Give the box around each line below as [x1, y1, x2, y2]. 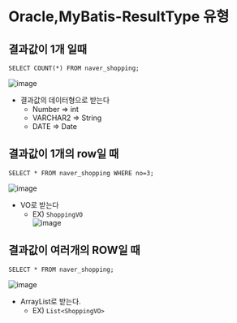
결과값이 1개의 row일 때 [8, 147, 119, 161]
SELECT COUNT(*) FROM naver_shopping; [8, 64, 140, 72]
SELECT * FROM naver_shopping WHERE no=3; [8, 169, 154, 177]
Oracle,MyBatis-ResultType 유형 [8, 7, 230, 26]
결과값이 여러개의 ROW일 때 [8, 243, 140, 257]
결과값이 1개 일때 [8, 42, 88, 56]
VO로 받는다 [19, 200, 59, 209]
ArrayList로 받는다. [19, 296, 81, 306]
